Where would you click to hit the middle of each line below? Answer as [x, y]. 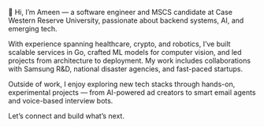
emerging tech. [33, 29]
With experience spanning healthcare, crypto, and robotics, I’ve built [119, 44]
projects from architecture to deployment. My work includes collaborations [129, 60]
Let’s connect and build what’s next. [66, 116]
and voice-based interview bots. [61, 101]
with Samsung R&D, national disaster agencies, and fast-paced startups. [125, 69]
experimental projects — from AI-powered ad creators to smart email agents [132, 93]
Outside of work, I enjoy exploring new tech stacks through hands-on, [122, 84]
